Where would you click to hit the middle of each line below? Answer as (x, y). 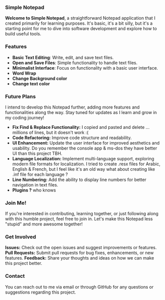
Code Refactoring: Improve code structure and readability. (72, 138)
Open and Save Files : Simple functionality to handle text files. (75, 63)
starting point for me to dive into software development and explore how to (81, 29)
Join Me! (16, 203)
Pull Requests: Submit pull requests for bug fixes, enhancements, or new (80, 253)
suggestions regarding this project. (41, 292)
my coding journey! (25, 117)
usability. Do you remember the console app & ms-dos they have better (85, 148)
